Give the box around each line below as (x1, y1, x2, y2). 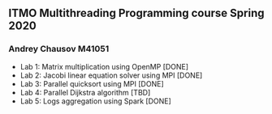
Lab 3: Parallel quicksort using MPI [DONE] (19, 78, 164, 88)
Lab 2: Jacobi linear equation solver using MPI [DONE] (19, 70, 203, 80)
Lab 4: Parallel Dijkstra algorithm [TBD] (19, 87, 151, 97)
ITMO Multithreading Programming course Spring (8, 6, 266, 20)
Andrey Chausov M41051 (8, 44, 110, 55)
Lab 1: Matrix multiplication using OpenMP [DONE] (19, 61, 189, 71)
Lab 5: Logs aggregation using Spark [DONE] (19, 96, 172, 106)
